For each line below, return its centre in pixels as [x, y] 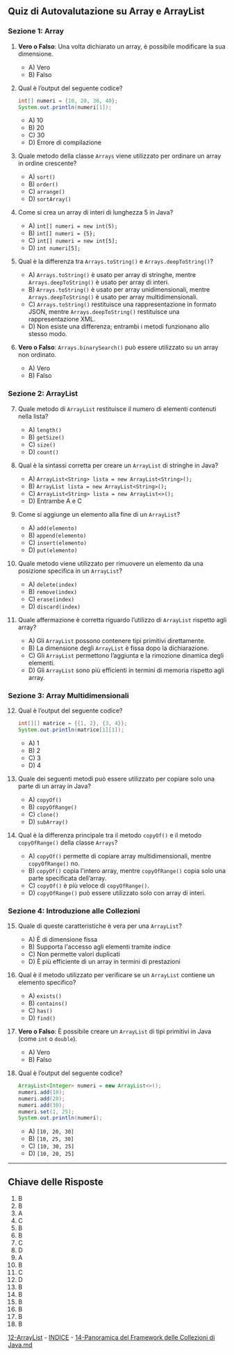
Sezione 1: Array [36, 31]
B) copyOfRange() [52, 807]
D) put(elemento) [53, 550]
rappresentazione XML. [62, 319]
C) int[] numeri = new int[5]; [73, 241]
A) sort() [42, 177]
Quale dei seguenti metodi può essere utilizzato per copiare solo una [116, 779]
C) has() [40, 1011]
